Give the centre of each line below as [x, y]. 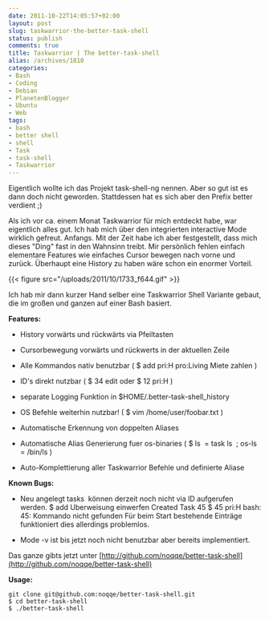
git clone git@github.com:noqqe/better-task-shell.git [102, 595]
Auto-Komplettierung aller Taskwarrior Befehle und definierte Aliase [132, 468]
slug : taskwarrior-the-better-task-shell [79, 31]
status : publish [35, 38]
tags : [17, 121]
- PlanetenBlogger [39, 98]
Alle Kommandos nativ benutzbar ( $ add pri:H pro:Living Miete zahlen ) [139, 366]
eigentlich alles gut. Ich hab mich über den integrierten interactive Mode [128, 229]
